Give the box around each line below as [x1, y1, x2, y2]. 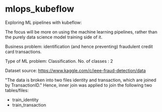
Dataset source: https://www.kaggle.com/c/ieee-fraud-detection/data [5, 67, 146, 74]
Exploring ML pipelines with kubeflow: [5, 19, 82, 25]
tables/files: [5, 87, 29, 93]
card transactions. [5, 49, 42, 55]
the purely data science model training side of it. [5, 34, 103, 40]
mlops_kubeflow [5, 3, 74, 15]
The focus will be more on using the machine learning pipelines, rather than [5, 29, 158, 35]
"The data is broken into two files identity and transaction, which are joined [5, 77, 157, 83]
